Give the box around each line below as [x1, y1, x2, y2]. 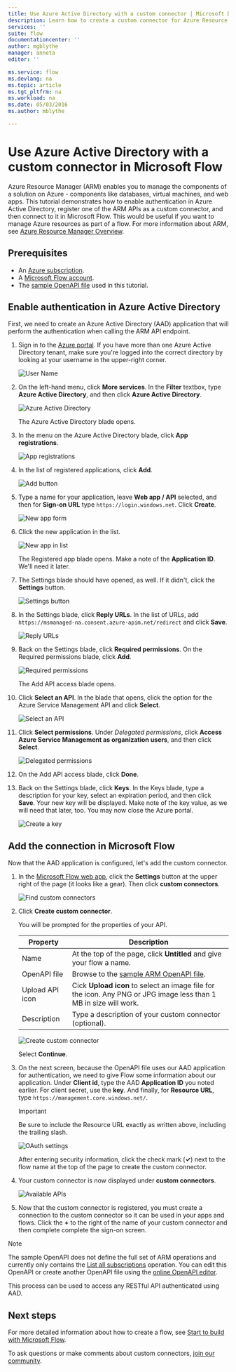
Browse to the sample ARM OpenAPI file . [71, 969, 206, 979]
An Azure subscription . [18, 266, 85, 274]
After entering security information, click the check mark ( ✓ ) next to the [18, 1155, 226, 1164]
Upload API [21, 985, 59, 995]
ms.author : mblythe [8, 108, 65, 115]
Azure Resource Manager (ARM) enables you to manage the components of [8, 182, 227, 190]
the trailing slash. [18, 1128, 68, 1137]
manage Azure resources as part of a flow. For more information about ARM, [8, 219, 228, 228]
